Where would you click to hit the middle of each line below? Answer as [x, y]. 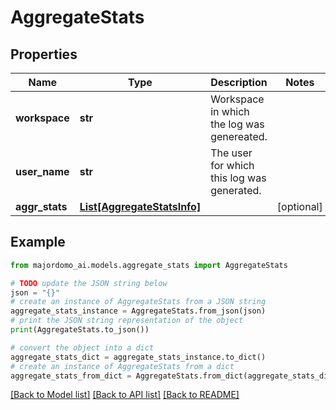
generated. [236, 190]
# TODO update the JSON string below [89, 283]
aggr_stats [41, 206]
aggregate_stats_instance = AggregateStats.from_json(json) [138, 311]
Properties [44, 54]
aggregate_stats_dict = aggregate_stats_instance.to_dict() [138, 357]
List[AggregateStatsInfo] [140, 206]
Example [38, 242]
